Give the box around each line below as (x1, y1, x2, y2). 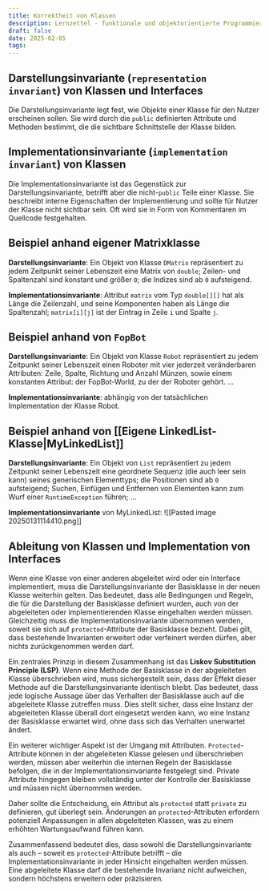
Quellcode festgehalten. (8, 213, 88, 223)
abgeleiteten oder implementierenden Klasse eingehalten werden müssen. (8, 607, 254, 617)
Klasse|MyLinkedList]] (8, 437, 124, 450)
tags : (8, 42, 26, 50)
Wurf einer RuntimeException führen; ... (8, 492, 137, 502)
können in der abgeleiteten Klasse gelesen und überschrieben (38, 749, 244, 758)
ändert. (8, 725, 32, 734)
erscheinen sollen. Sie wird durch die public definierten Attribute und (8, 113, 237, 123)
